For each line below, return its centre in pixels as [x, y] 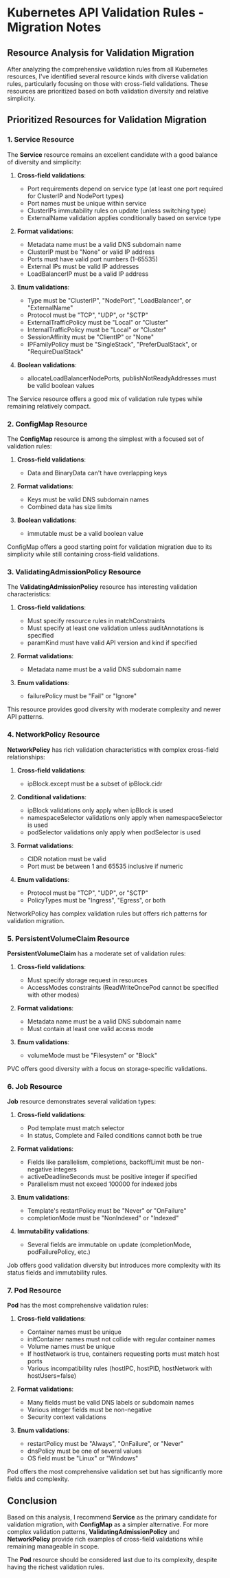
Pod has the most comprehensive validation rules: [78, 1306]
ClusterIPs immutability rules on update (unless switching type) [117, 210]
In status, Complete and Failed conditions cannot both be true [115, 1136]
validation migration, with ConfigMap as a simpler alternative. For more [108, 1524]
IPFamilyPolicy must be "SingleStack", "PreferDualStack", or [112, 344]
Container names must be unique [74, 1332]
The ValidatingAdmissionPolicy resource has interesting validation [102, 587]
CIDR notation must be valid [67, 858]
